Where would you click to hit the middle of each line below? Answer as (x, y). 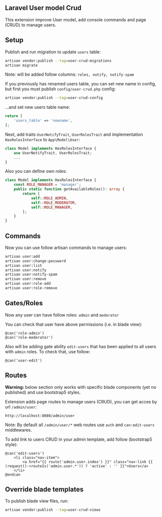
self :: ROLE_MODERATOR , (54, 203)
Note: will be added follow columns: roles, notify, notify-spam (70, 74)
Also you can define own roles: (36, 171)
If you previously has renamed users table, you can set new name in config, (81, 84)
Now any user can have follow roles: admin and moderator (62, 315)
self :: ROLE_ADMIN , (49, 198)
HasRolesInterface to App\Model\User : (42, 139)
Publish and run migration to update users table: (53, 52)
